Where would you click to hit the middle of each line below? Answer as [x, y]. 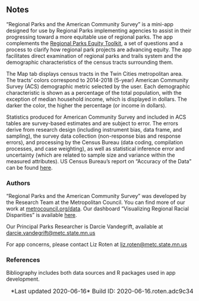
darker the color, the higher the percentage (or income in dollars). [86, 105]
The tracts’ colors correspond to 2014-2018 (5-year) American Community [97, 80]
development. [23, 279]
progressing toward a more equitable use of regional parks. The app [90, 37]
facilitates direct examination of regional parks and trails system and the [94, 55]
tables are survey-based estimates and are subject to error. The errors [92, 123]
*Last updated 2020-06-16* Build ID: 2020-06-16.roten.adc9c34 [102, 291]
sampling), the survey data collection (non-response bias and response [94, 136]
